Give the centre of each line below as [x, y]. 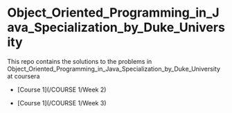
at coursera [24, 76]
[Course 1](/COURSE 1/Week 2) [62, 89]
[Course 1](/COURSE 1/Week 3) [62, 103]
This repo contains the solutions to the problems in [80, 61]
